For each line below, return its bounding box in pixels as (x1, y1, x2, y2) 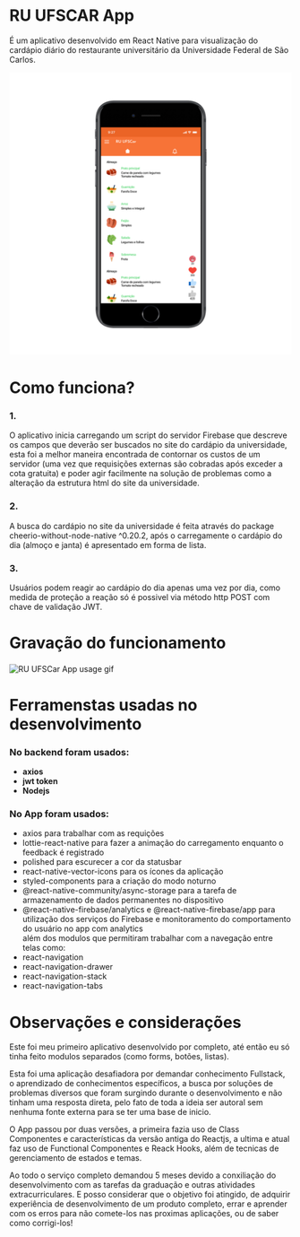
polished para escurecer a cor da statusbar (21, 857, 182, 867)
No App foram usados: (9, 808, 109, 821)
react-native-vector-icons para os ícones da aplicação (21, 867, 224, 877)
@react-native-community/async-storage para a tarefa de (21, 885, 237, 896)
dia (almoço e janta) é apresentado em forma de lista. (9, 539, 207, 550)
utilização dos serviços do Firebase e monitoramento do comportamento (21, 914, 291, 925)
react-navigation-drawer (21, 962, 114, 972)
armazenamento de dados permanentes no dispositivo (21, 894, 224, 906)
